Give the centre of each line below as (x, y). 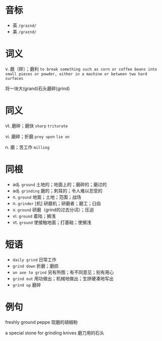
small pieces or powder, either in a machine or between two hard (76, 74)
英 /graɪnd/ (24, 25)
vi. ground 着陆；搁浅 (34, 216)
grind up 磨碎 (27, 285)
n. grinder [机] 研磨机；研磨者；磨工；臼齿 (57, 203)
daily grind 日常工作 (34, 259)
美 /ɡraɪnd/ (24, 31)
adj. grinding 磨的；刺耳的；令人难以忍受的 (57, 190)
